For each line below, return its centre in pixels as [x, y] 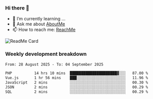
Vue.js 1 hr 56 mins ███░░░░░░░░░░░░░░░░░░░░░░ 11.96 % [77, 78]
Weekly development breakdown [46, 54]
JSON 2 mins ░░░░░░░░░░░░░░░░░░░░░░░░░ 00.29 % [77, 87]
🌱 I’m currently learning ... [39, 19]
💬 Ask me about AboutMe [39, 24]
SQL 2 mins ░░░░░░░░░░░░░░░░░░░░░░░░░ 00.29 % [77, 92]
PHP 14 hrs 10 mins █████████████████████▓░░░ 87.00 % [77, 73]
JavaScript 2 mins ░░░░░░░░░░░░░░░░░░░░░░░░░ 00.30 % [77, 83]
